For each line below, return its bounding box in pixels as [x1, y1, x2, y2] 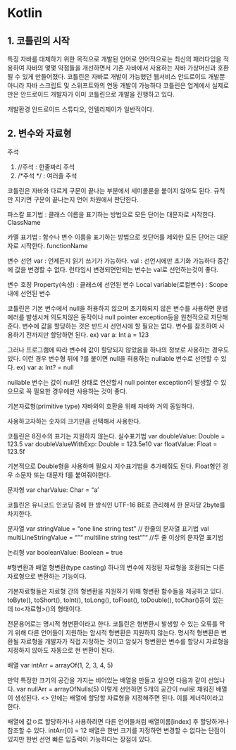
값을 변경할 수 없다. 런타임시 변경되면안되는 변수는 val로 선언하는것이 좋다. [14, 265, 218, 273]
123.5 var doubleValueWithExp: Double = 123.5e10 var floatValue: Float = [7, 439, 218, 448]
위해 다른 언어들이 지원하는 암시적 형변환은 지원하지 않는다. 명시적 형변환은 [14, 628, 220, 637]
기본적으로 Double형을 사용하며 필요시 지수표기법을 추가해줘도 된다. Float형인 [7, 462, 221, 470]
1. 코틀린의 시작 [7, 35, 70, 47]
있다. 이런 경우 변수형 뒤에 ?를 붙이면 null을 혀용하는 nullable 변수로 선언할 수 [7, 354, 220, 362]
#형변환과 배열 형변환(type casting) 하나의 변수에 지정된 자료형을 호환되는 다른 [7, 562, 225, 572]
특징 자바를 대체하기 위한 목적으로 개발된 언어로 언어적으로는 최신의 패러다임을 [7, 55, 222, 63]
